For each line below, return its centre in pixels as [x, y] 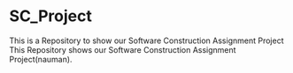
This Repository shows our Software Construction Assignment [123, 49]
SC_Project [51, 16]
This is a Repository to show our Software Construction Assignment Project [146, 40]
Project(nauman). [41, 59]
